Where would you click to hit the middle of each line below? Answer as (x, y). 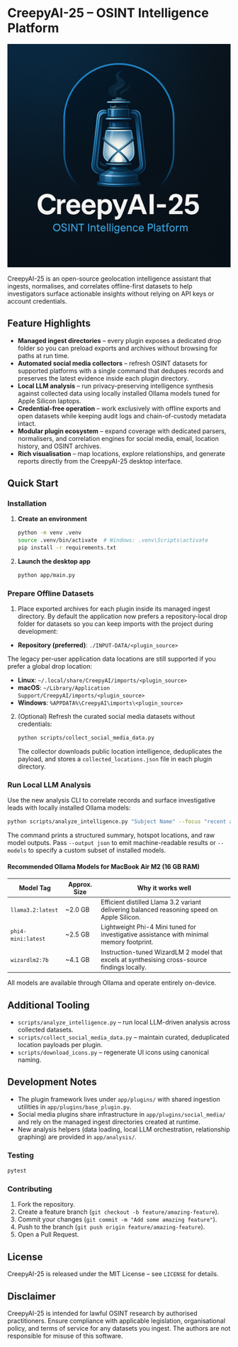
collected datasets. (45, 1030)
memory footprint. (127, 942)
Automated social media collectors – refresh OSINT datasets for (112, 363)
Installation (27, 503)
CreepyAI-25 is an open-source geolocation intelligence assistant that (109, 279)
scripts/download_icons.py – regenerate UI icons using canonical (113, 1052)
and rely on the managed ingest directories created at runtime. (109, 1122)
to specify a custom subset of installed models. (97, 850)
